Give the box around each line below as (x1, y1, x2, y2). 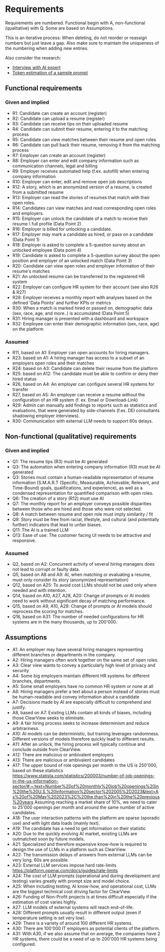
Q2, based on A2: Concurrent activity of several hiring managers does (12, 561, 155, 567)
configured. (12, 941, 36, 947)
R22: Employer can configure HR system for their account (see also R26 (12, 284, 159, 290)
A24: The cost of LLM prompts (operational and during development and (12, 873, 160, 879)
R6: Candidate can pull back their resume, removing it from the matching (12, 142, 160, 148)
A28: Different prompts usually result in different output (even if (12, 909, 141, 915)
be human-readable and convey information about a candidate (12, 693, 139, 699)
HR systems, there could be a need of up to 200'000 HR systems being (12, 936, 158, 942)
